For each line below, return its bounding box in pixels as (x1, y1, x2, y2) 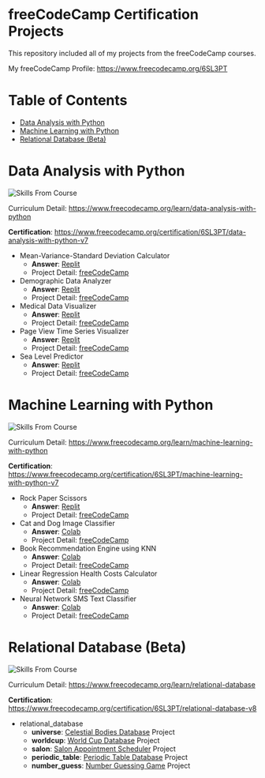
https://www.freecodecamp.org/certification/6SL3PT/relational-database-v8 (8, 703, 257, 712)
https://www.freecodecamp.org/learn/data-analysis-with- (68, 203, 256, 212)
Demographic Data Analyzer (19, 276, 112, 285)
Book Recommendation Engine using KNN (19, 543, 157, 553)
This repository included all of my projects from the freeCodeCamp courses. (8, 48, 256, 58)
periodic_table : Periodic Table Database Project (31, 752, 188, 761)
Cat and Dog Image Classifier (19, 518, 116, 528)
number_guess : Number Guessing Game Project (31, 761, 191, 770)
